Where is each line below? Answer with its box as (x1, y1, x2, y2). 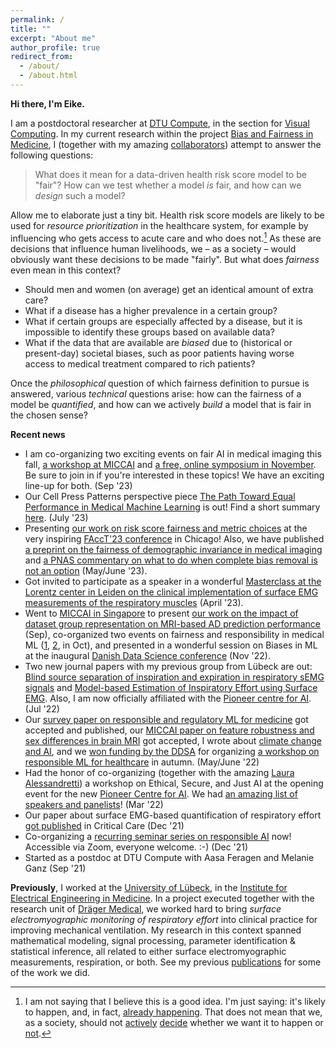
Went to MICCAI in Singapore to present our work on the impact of (24, 607, 299, 619)
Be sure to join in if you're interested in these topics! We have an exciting (24, 469, 325, 481)
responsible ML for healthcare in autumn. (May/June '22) (24, 756, 260, 768)
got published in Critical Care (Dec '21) (24, 819, 185, 831)
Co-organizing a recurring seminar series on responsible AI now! (24, 830, 292, 842)
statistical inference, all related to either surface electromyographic (10, 945, 287, 957)
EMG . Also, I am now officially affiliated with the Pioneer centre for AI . (24, 692, 312, 704)
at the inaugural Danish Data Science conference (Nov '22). (24, 649, 271, 661)
